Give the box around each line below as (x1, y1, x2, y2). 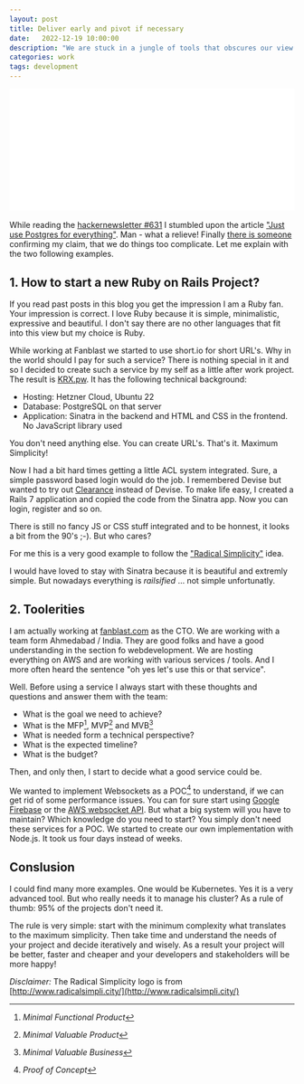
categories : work (9, 52, 75, 62)
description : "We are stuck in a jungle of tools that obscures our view (9, 43, 294, 52)
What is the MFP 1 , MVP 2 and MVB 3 (22, 718, 154, 730)
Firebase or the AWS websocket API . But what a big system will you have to (9, 804, 291, 815)
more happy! (9, 959, 57, 970)
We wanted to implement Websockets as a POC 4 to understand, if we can (9, 784, 285, 796)
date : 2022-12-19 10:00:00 (9, 33, 119, 43)
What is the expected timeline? (22, 738, 138, 750)
